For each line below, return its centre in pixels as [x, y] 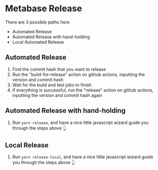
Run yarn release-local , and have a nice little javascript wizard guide [83, 157]
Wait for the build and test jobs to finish [52, 85]
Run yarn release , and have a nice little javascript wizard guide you [80, 122]
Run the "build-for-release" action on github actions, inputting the [79, 74]
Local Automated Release [38, 42]
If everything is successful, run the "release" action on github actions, [83, 90]
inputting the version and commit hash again [57, 95]
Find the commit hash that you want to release [59, 69]
